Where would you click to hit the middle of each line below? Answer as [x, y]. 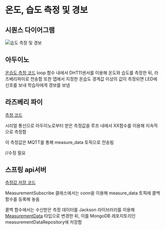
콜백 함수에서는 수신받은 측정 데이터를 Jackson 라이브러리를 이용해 [70, 210]
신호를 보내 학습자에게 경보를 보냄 [38, 85]
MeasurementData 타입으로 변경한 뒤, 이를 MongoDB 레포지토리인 [70, 216]
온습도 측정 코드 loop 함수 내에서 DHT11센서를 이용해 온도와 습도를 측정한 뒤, [79, 73]
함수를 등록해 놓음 [22, 199]
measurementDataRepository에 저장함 [44, 222]
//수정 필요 [15, 153]
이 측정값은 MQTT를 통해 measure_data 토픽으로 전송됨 [59, 142]
